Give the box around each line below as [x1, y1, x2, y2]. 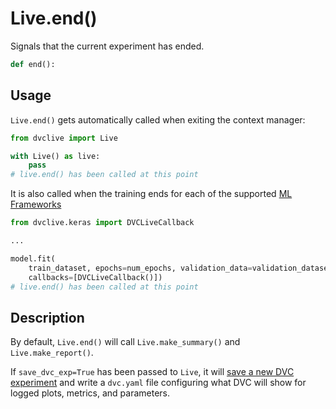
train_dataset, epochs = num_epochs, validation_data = [28, 263, 253, 273]
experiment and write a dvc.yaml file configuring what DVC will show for [10, 377, 307, 389]
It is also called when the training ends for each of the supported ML [10, 188, 293, 200]
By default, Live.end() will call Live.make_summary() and [10, 336, 241, 348]
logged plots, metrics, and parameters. [10, 387, 171, 399]
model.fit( [10, 253, 56, 264]
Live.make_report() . [10, 347, 94, 359]
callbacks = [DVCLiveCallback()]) [28, 272, 163, 282]
